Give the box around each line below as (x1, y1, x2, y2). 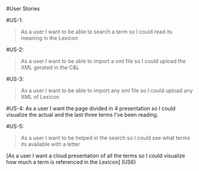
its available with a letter (20, 141, 80, 148)
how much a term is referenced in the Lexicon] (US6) (6, 158, 137, 166)
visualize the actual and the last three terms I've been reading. (6, 111, 159, 118)
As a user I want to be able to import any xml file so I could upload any (20, 87, 193, 94)
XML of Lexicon (20, 94, 59, 100)
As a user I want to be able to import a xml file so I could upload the (20, 58, 186, 64)
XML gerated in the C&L (20, 64, 80, 71)
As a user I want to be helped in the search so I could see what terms (20, 134, 190, 141)
